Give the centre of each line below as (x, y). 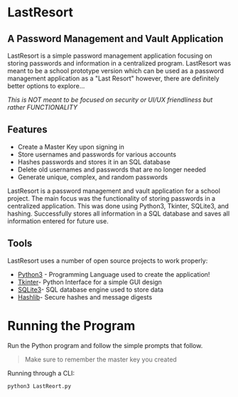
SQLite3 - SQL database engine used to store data (91, 290)
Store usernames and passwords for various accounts (97, 154)
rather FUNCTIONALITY (43, 107)
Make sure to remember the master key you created (101, 359)
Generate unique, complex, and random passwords (93, 177)
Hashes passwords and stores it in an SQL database (94, 162)
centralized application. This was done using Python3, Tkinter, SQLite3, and (118, 206)
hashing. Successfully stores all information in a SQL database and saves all (119, 213)
